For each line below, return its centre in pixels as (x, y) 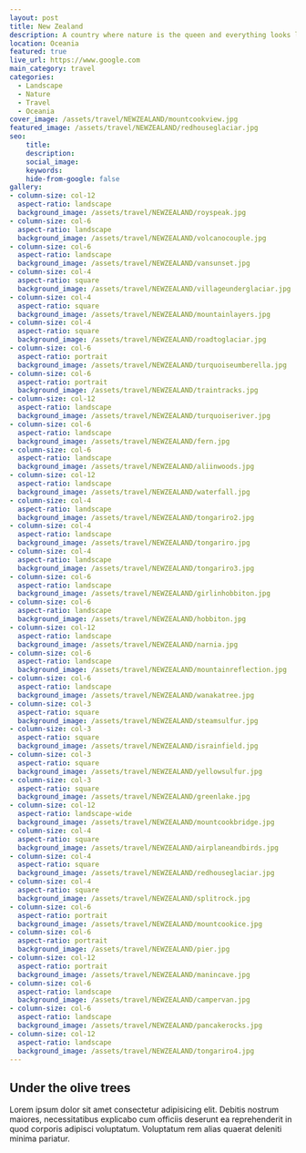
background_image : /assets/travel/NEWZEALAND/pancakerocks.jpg (140, 1025)
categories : (32, 77)
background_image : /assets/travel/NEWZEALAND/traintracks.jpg (138, 391)
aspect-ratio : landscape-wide (75, 814)
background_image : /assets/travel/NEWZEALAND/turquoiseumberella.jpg (152, 365)
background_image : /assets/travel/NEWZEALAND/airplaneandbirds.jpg (148, 848)
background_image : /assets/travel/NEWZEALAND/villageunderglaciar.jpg (154, 289)
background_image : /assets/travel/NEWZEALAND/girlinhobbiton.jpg (144, 594)
